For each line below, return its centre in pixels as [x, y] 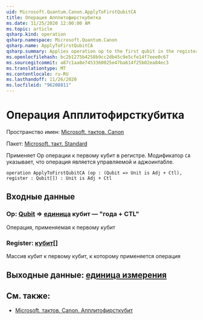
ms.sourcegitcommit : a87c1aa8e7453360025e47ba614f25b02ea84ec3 [88, 62]
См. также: [28, 295]
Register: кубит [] [32, 243]
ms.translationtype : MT [36, 68]
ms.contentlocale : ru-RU [37, 74]
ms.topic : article [29, 29]
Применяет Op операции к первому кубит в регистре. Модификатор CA [98, 155]
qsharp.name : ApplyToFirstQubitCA [50, 46]
